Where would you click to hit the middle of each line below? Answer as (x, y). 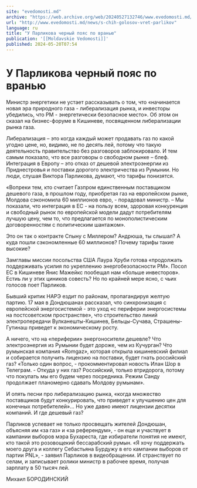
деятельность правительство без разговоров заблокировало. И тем (92, 151)
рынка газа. (21, 127)
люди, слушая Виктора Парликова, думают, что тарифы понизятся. (90, 176)
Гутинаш (17, 327)
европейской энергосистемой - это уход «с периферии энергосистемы (96, 308)
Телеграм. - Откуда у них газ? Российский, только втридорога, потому (95, 370)
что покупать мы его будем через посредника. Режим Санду (83, 376)
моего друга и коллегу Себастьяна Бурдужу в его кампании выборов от (97, 449)
